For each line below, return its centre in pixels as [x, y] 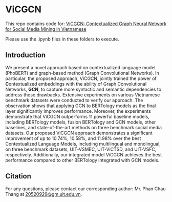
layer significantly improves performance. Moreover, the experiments [78, 111]
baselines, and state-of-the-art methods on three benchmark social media [84, 127]
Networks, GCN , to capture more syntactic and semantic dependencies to [83, 89]
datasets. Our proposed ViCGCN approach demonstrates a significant [79, 133]
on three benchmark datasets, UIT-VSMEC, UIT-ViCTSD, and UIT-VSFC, [81, 149]
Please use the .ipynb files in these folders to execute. [62, 39]
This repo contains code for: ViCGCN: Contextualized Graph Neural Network [86, 24]
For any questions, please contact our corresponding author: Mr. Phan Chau [85, 189]
